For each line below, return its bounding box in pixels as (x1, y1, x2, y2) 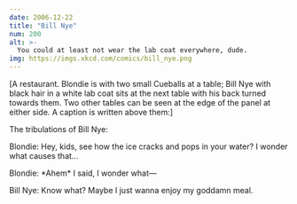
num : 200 (9, 29, 42, 38)
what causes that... (9, 151, 79, 161)
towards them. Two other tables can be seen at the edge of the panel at (9, 98, 271, 107)
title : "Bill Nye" (9, 21, 77, 30)
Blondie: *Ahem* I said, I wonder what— (9, 168, 157, 178)
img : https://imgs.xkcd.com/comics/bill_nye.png (9, 54, 192, 63)
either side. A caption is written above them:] (9, 107, 174, 117)
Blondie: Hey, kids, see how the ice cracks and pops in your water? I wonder (9, 141, 288, 152)
